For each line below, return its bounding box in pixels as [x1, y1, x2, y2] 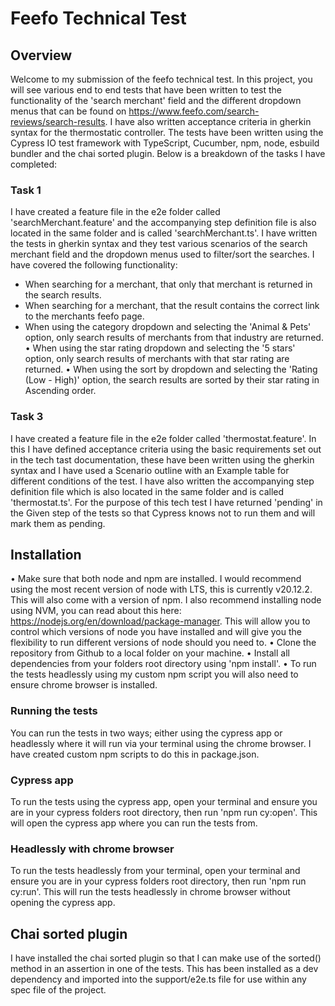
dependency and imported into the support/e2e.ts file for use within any [10, 973, 307, 986]
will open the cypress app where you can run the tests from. [10, 817, 258, 829]
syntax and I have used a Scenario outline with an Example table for [10, 464, 290, 476]
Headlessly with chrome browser [10, 842, 175, 856]
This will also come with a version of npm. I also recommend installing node [10, 594, 322, 606]
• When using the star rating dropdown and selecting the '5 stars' [24, 342, 296, 354]
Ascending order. [24, 385, 97, 397]
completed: [10, 158, 57, 170]
